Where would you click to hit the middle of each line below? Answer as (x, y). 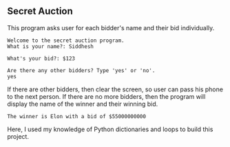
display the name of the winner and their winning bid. (83, 104)
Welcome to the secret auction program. (66, 41)
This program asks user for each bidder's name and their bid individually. (111, 27)
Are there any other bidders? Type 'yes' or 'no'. (81, 70)
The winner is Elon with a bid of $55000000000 (77, 116)
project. (18, 136)
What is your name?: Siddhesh (51, 46)
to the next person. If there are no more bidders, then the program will (106, 96)
